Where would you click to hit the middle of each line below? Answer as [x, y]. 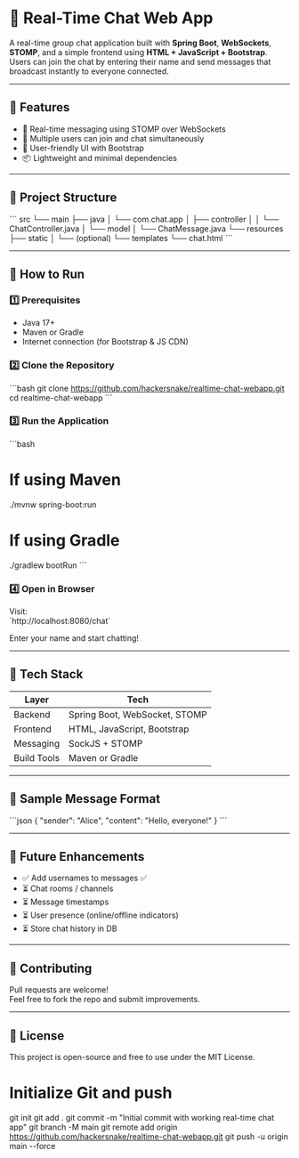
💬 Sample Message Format [85, 799]
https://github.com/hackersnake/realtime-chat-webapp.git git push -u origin [149, 1137]
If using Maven [65, 480]
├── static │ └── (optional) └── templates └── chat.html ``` [121, 238]
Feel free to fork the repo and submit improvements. [105, 1000]
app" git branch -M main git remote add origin [93, 1127]
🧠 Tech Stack [46, 674]
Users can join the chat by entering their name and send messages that [140, 61]
